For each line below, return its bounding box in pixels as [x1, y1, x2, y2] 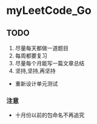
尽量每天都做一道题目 [15, 45, 69, 51]
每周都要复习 [15, 52, 47, 59]
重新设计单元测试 [15, 80, 58, 87]
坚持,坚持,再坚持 [15, 67, 56, 74]
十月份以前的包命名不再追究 [15, 111, 85, 119]
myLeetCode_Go [6, 4, 92, 18]
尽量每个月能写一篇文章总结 [15, 60, 85, 67]
